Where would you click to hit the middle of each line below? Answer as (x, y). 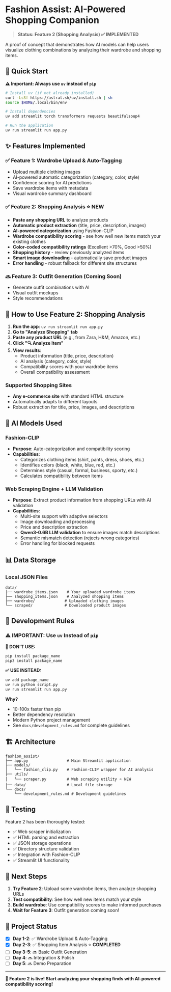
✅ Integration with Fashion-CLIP (46, 855)
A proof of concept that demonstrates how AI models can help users (77, 44)
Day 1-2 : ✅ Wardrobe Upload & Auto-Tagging (60, 939)
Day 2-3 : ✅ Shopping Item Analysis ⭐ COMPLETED (67, 945)
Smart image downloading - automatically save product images (80, 258)
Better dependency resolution (44, 714)
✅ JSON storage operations (42, 843)
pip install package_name (33, 656)
